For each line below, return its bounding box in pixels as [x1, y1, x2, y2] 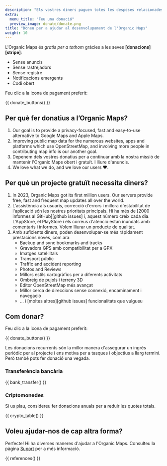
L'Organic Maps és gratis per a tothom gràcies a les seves [5, 44, 124, 50]
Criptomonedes [5, 392, 44, 399]
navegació [19, 293, 41, 299]
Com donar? [5, 312, 44, 321]
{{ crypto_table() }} [5, 413, 44, 419]
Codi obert [12, 80, 35, 86]
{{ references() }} [5, 455, 41, 461]
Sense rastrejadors [12, 64, 51, 70]
